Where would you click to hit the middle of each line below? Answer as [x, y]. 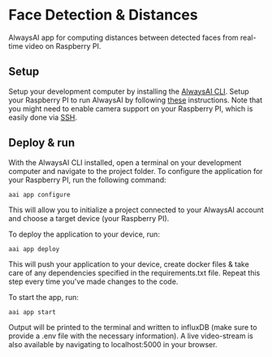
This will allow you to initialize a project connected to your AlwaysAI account [136, 210]
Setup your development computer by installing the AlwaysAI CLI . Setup [129, 91]
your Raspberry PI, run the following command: [87, 180]
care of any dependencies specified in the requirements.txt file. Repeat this [134, 272]
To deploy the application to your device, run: [84, 234]
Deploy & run [42, 143]
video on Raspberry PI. [63, 46]
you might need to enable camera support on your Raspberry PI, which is [131, 108]
